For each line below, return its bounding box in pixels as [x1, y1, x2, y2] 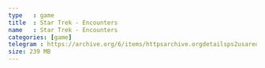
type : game [8, 11, 55, 20]
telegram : [8, 41, 44, 48]
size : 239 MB [8, 48, 51, 55]
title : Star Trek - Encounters [8, 19, 118, 27]
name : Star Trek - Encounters [8, 26, 118, 34]
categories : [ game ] [8, 33, 73, 41]
